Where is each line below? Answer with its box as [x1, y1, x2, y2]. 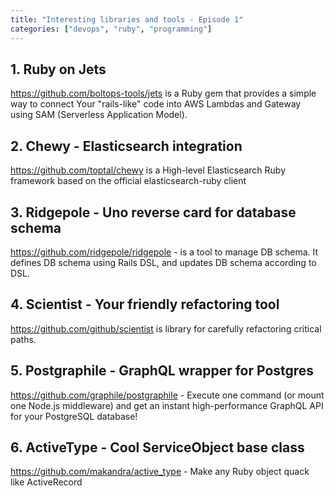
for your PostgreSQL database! [10, 410, 138, 422]
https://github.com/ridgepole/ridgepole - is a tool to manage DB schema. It [10, 246, 319, 258]
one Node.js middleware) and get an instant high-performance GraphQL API [10, 399, 324, 411]
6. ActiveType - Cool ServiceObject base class [10, 439, 305, 456]
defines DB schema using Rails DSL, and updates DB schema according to [10, 256, 317, 268]
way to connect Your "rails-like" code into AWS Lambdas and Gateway [10, 98, 302, 110]
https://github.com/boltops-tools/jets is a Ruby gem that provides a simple [10, 87, 317, 100]
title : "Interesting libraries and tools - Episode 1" [10, 14, 244, 25]
